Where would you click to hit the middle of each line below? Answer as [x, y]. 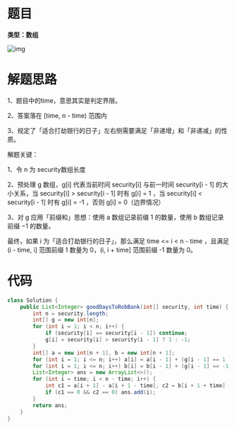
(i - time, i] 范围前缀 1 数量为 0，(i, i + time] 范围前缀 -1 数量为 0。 [102, 249]
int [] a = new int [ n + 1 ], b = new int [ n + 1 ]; [104, 353]
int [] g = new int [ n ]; [66, 320]
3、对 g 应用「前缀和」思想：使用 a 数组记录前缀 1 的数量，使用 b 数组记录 [116, 217]
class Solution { [33, 300]
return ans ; [50, 405]
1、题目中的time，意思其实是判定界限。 [65, 100]
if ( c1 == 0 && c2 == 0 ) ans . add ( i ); [101, 392]
